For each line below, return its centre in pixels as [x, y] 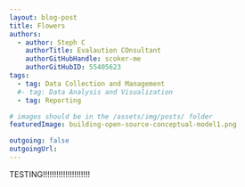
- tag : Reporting [49, 100]
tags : [19, 76]
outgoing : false [39, 141]
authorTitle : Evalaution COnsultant [94, 51]
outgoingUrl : [33, 149]
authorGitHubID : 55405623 [73, 68]
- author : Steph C [52, 42]
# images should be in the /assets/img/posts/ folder [111, 117]
